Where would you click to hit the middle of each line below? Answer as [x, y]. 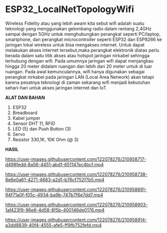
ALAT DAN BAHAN [25, 98]
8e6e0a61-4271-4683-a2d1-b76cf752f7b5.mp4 [55, 179]
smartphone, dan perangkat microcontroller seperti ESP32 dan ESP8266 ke [84, 39]
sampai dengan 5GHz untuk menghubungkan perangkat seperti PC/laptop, [83, 34]
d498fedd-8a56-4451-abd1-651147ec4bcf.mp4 [54, 164]
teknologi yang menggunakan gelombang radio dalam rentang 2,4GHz [78, 28]
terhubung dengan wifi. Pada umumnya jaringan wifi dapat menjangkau [79, 61]
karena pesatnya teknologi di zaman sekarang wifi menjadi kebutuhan [78, 82]
